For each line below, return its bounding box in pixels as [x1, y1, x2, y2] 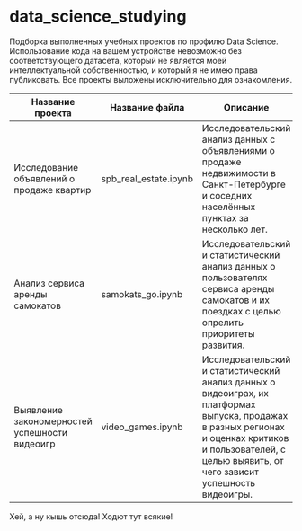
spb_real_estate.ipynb [101, 173, 194, 185]
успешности [13, 426, 68, 438]
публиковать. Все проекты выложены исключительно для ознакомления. [9, 74, 293, 84]
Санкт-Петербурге [201, 178, 286, 190]
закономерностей [13, 415, 93, 428]
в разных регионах [201, 420, 285, 433]
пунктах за [201, 211, 249, 224]
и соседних [201, 189, 253, 201]
